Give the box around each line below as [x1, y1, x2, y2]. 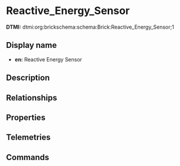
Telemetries [6, 133, 51, 143]
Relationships [6, 92, 57, 103]
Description [6, 73, 50, 83]
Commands [6, 152, 50, 162]
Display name [6, 40, 57, 50]
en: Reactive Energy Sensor [14, 56, 82, 63]
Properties [6, 112, 46, 122]
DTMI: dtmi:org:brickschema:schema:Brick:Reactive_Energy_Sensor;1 [6, 23, 174, 30]
